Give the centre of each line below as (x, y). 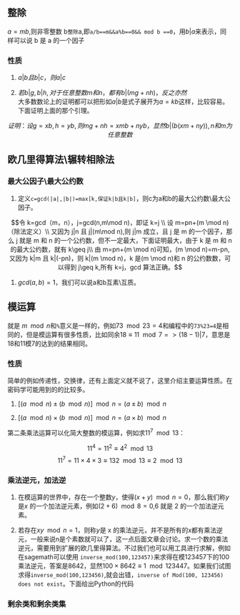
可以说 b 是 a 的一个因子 (49, 40)
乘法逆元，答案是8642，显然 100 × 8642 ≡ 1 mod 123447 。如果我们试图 (124, 566)
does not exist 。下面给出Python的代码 (76, 584)
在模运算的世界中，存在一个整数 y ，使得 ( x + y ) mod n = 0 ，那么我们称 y (124, 497)
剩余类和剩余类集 (37, 604)
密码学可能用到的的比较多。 (48, 389)
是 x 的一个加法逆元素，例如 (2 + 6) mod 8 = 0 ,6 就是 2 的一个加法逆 (117, 506)
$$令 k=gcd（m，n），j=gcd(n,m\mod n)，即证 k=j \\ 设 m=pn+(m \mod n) (120, 222)
